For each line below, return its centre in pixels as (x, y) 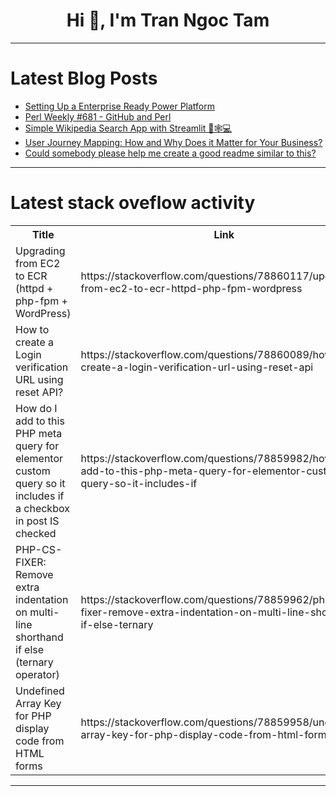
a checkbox (42, 508)
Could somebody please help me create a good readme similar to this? (170, 153)
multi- (44, 612)
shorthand (39, 637)
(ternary (34, 662)
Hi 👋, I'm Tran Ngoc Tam (168, 20)
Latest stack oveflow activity (133, 203)
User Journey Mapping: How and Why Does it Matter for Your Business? (173, 142)
